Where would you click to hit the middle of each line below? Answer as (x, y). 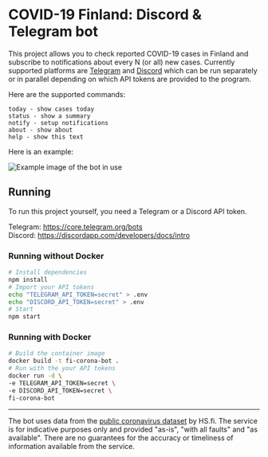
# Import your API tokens (51, 287)
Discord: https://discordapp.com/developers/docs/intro (99, 235)
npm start (25, 317)
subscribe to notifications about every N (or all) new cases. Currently (122, 62)
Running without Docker (56, 256)
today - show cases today (51, 109)
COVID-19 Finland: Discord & (105, 15)
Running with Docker (50, 338)
